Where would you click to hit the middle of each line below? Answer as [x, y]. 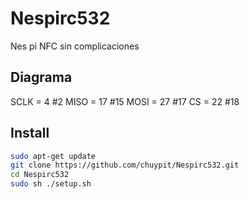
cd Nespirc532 [40, 175]
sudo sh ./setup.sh [51, 184]
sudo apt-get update [53, 156]
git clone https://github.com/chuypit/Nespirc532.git [125, 165]
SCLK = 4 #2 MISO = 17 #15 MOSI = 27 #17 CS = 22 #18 [125, 101]
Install [30, 133]
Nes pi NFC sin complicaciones [75, 46]
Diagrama [41, 77]
